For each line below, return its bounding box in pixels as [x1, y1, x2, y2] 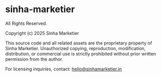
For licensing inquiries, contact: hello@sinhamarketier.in [5, 66, 122, 72]
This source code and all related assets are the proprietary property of [5, 40, 152, 46]
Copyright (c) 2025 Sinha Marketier [5, 30, 79, 36]
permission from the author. [5, 56, 63, 62]
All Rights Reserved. [5, 20, 47, 26]
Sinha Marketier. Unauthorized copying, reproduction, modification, [5, 45, 146, 51]
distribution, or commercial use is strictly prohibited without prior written [5, 51, 156, 57]
